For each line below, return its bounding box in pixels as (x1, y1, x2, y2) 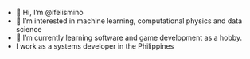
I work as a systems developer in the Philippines (15, 41, 174, 51)
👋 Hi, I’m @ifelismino (15, 8, 84, 17)
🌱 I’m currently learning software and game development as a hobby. (15, 33, 243, 42)
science (15, 25, 42, 33)
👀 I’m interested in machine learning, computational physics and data (15, 16, 243, 26)
